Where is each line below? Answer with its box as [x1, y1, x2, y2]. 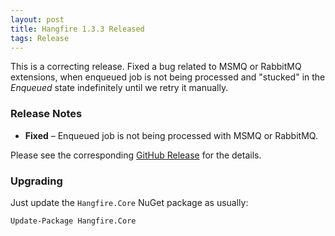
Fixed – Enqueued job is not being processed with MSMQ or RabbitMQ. [24, 129, 318, 141]
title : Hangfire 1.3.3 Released [10, 24, 145, 34]
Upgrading [10, 174, 63, 188]
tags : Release [10, 33, 70, 43]
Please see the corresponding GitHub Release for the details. [10, 149, 262, 161]
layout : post [10, 14, 65, 25]
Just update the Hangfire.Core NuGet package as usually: [10, 196, 249, 208]
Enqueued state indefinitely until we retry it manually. [10, 82, 229, 94]
